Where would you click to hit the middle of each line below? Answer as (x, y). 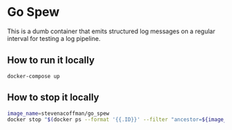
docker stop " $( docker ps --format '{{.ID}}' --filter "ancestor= (105, 120)
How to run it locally (51, 61)
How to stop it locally (53, 98)
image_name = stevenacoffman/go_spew (58, 113)
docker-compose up (33, 76)
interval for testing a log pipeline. (54, 38)
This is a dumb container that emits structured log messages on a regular (111, 31)
